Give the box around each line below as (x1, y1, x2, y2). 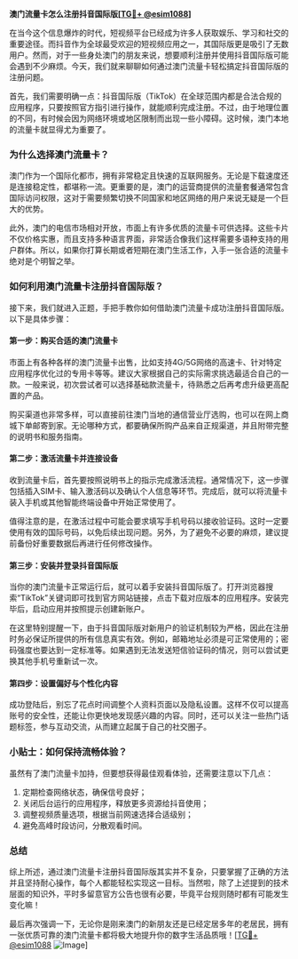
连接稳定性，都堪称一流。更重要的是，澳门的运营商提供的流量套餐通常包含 (16, 181, 289, 192)
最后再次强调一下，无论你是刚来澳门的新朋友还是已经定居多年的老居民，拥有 (9, 919, 289, 929)
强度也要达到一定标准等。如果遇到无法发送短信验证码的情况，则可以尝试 (16, 644, 281, 656)
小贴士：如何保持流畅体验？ (9, 746, 128, 758)
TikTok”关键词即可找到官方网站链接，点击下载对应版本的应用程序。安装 (20, 593, 281, 603)
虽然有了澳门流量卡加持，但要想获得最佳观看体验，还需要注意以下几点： (9, 768, 273, 779)
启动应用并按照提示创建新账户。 (32, 603, 149, 614)
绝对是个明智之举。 (9, 256, 80, 267)
